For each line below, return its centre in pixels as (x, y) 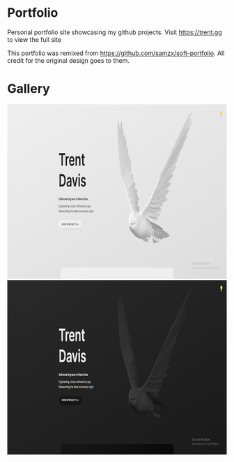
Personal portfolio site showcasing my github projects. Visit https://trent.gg (115, 32)
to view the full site (34, 39)
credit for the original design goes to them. (69, 60)
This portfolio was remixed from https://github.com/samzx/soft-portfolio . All (116, 53)
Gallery (29, 89)
